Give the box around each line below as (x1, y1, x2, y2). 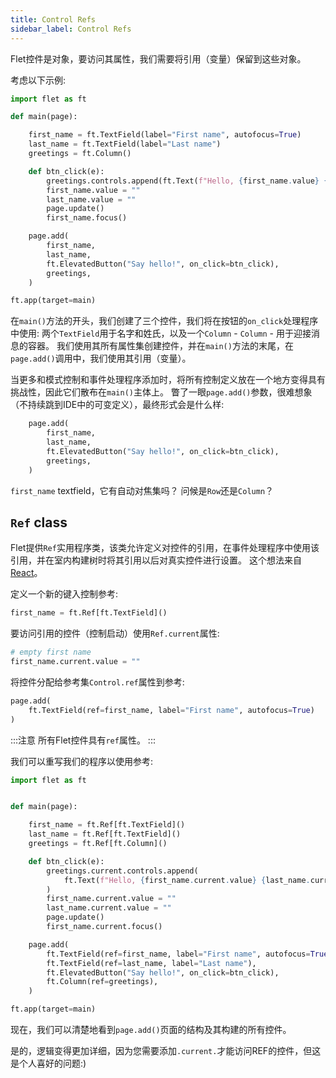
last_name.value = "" (46, 194, 137, 205)
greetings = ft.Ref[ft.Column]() (28, 839, 168, 849)
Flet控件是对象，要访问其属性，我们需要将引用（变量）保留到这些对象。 (10, 52, 307, 65)
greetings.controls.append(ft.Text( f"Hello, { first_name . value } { (46, 176, 329, 186)
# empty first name (10, 647, 92, 658)
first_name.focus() (46, 213, 128, 223)
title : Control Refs (10, 14, 97, 25)
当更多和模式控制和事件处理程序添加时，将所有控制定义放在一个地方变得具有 (10, 374, 326, 386)
